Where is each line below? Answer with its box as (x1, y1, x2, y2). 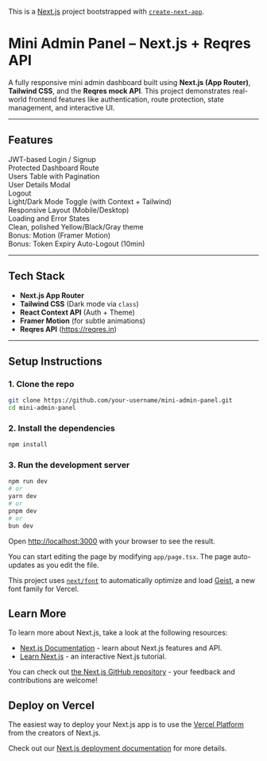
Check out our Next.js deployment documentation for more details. (8, 744, 227, 753)
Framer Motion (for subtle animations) (19, 315, 145, 325)
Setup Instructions (8, 354, 103, 368)
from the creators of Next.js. (8, 728, 101, 738)
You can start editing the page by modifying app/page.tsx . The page (8, 551, 232, 561)
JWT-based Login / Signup (8, 154, 97, 164)
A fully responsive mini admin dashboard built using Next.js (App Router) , (8, 77, 251, 87)
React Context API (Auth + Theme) (19, 307, 135, 317)
